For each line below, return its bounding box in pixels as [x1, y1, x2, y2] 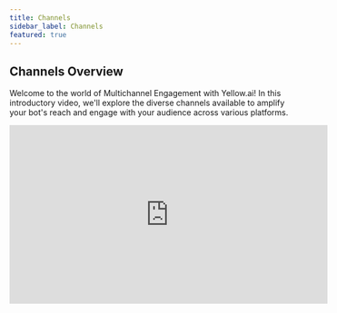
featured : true [9, 30, 67, 39]
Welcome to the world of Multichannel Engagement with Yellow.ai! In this [9, 88, 282, 99]
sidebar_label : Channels [9, 22, 104, 31]
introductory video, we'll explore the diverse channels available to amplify [9, 97, 285, 109]
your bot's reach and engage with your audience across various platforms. [9, 107, 289, 118]
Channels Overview [9, 64, 124, 79]
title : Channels [9, 13, 71, 23]
